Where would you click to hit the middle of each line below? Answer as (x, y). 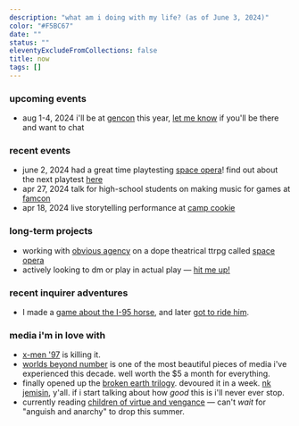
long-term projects (51, 231)
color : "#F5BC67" (42, 26)
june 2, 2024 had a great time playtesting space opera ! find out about (150, 170)
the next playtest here (62, 180)
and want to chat (53, 128)
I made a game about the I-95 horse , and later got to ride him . (136, 313)
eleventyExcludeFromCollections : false (83, 51)
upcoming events (48, 98)
